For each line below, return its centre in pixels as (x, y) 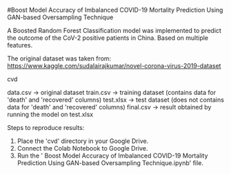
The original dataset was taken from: (59, 58)
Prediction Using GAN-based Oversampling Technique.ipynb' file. (110, 163)
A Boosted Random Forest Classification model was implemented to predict (114, 31)
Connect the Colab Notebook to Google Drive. (82, 148)
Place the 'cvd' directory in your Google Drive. (83, 141)
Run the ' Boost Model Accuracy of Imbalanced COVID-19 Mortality (112, 155)
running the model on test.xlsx (50, 114)
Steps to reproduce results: (46, 128)
